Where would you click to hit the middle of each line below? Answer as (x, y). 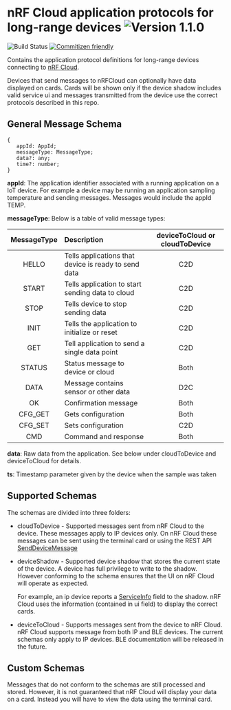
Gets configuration (95, 414)
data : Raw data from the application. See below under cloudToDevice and (112, 454)
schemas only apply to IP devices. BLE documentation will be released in (120, 639)
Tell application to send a (104, 343)
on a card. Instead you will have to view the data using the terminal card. (110, 699)
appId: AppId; (36, 146)
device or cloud (89, 372)
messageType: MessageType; (55, 152)
